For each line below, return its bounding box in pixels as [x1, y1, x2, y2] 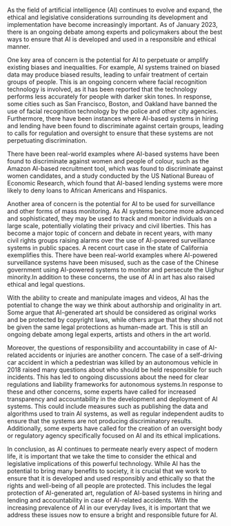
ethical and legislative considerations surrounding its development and [7, 13, 208, 21]
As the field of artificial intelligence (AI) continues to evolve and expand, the [7, 6, 223, 14]
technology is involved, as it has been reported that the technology [7, 85, 198, 93]
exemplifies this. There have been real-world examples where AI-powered [7, 251, 218, 259]
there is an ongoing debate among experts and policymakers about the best [7, 28, 223, 36]
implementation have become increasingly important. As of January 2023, [7, 21, 219, 28]
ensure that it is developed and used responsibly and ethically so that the [7, 474, 215, 482]
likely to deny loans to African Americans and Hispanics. [7, 186, 168, 194]
